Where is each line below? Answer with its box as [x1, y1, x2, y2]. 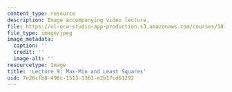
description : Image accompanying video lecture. [7, 17, 150, 24]
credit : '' [13, 49, 45, 56]
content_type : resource [7, 10, 76, 17]
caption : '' [13, 42, 48, 49]
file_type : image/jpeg [7, 29, 72, 37]
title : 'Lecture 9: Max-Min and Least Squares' [7, 68, 147, 75]
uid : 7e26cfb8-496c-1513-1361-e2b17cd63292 [7, 74, 135, 82]
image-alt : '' [13, 55, 54, 62]
